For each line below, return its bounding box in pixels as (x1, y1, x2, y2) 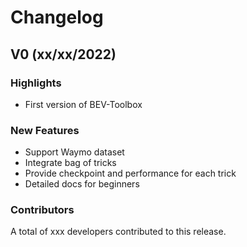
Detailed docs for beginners (24, 178, 140, 190)
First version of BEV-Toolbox (24, 98, 143, 110)
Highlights (10, 76, 62, 90)
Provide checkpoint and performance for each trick (24, 167, 237, 180)
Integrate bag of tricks (24, 157, 117, 169)
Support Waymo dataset (24, 146, 125, 158)
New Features (10, 123, 80, 137)
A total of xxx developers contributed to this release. (10, 226, 227, 238)
